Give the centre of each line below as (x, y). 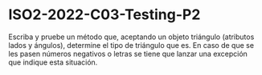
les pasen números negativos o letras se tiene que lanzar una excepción (128, 53)
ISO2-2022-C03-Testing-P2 (104, 15)
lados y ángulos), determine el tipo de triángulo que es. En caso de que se (131, 45)
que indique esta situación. (53, 62)
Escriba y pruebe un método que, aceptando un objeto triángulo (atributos (131, 37)
